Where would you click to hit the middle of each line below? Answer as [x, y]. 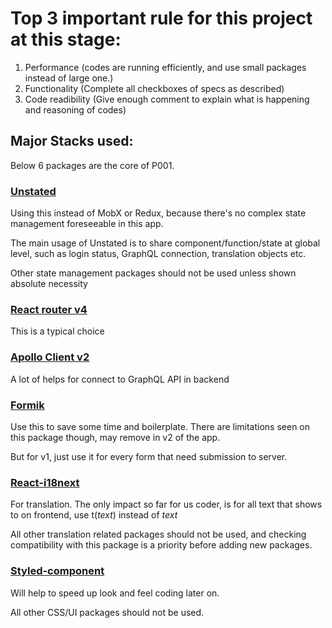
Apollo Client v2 [50, 357]
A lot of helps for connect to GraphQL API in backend [120, 379]
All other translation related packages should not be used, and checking [158, 534]
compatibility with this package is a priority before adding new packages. [161, 545]
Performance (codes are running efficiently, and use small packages [165, 67]
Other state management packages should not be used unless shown [153, 273]
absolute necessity [49, 284]
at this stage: [66, 39]
